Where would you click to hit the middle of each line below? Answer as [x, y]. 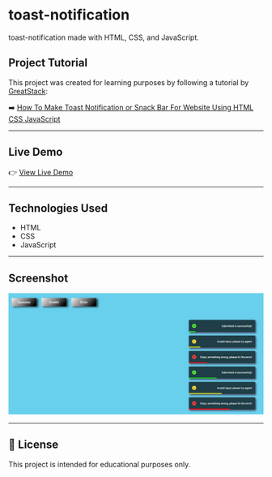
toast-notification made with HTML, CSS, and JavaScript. [104, 37]
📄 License [34, 445]
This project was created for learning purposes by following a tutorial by [129, 82]
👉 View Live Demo [41, 172]
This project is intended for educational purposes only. [100, 464]
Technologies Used [58, 208]
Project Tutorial [48, 63]
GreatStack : [28, 91]
